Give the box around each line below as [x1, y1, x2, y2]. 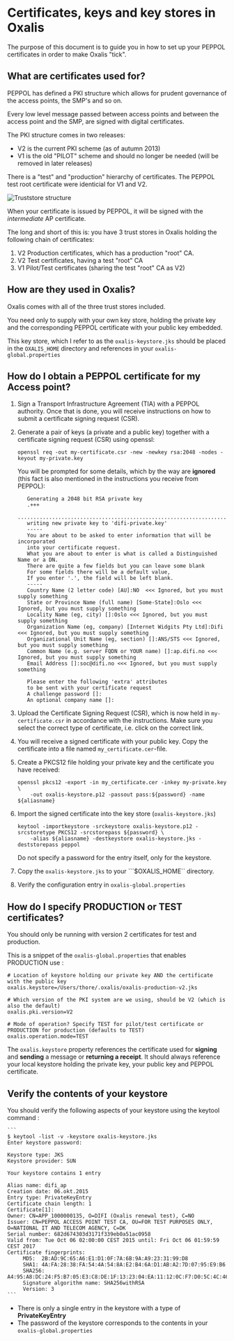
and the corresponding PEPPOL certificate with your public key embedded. [7, 323, 223, 332]
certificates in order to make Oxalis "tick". [7, 50, 127, 59]
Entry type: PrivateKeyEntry [7, 1194, 92, 1201]
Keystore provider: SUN [7, 1158, 77, 1165]
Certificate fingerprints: [7, 1249, 86, 1256]
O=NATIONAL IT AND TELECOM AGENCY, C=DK [7, 1225, 127, 1232]
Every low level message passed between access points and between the [7, 109, 219, 118]
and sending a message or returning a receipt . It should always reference [7, 1052, 221, 1061]
